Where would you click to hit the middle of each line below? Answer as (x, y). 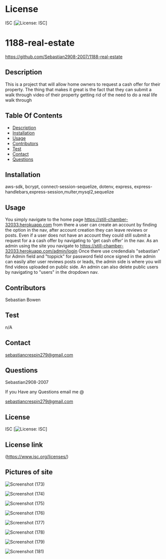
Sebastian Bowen (23, 300)
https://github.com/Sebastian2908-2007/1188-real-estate (64, 57)
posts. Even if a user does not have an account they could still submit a (78, 235)
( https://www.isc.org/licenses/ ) (37, 457)
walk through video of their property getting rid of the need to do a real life (81, 95)
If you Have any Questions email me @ (45, 392)
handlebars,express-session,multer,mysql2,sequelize (59, 192)
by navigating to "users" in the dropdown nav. (52, 272)
